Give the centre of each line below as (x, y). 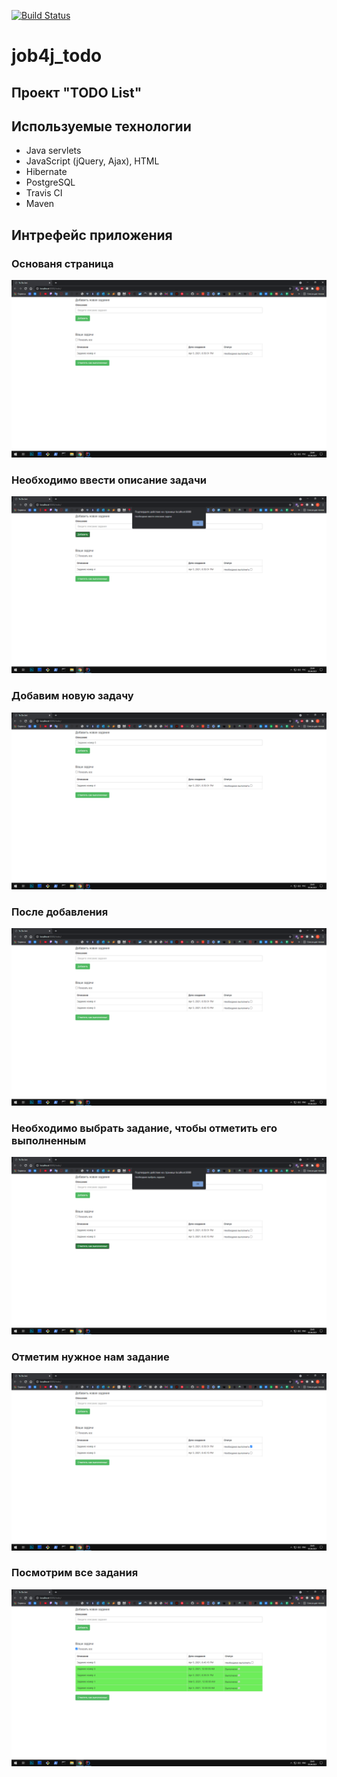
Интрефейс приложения (92, 235)
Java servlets (53, 151)
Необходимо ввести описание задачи (109, 480)
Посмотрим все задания (75, 1573)
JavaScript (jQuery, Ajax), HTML (92, 161)
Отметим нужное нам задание (90, 1357)
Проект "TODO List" (77, 92)
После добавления (60, 912)
